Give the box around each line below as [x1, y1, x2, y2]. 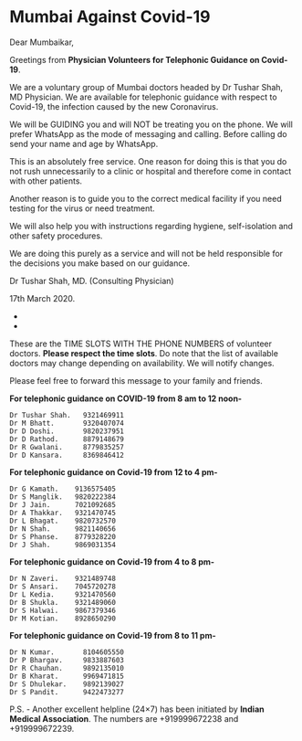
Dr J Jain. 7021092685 [9, 500, 117, 509]
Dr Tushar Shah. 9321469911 [9, 410, 125, 419]
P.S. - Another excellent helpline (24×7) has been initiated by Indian [9, 704, 265, 715]
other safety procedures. [9, 230, 103, 241]
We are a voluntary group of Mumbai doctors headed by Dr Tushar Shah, [9, 81, 284, 92]
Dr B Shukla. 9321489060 [9, 598, 117, 607]
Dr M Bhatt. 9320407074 [9, 418, 125, 428]
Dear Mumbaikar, [9, 37, 75, 48]
